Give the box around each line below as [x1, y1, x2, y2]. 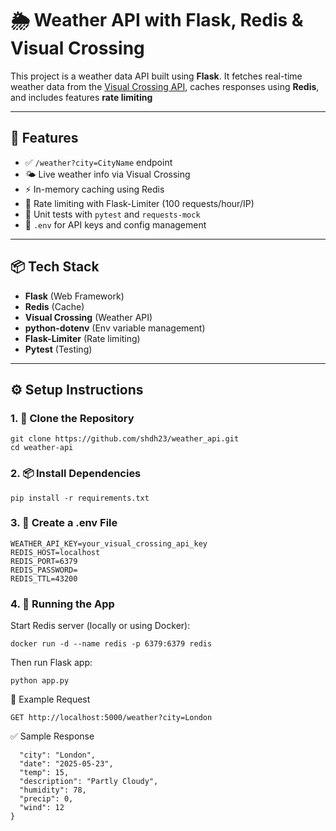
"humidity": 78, [19, 785, 87, 796]
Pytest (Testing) [24, 343, 93, 355]
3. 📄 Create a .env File [10, 516, 118, 530]
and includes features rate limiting [10, 91, 153, 103]
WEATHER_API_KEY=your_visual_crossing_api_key [10, 538, 208, 549]
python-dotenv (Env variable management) [24, 322, 206, 334]
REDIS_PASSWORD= [10, 565, 78, 575]
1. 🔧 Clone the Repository [10, 411, 135, 425]
